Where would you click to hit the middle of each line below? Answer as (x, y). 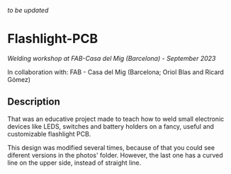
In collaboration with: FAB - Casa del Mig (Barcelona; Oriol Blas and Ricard (116, 72)
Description (34, 102)
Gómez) (19, 79)
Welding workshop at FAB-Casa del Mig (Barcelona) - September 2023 (112, 58)
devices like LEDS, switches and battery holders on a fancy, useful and (111, 126)
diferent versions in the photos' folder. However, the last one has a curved (115, 155)
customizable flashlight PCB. (49, 134)
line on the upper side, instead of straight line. (74, 163)
